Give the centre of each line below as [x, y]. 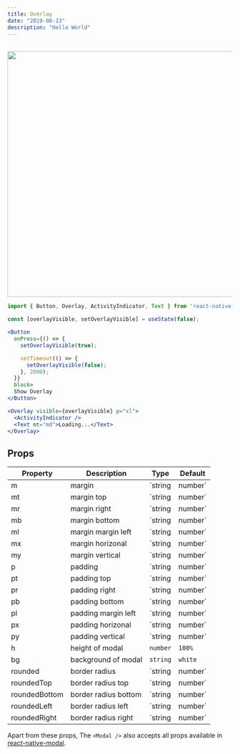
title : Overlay [30, 14]
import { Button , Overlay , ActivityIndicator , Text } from [97, 307]
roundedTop [31, 683]
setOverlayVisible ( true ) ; [59, 345]
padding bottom [97, 602]
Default [192, 474]
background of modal [106, 660]
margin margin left [101, 532]
